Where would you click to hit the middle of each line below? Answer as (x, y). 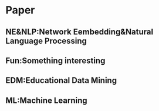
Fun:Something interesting (55, 60)
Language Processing (46, 41)
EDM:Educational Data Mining (61, 80)
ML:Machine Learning (46, 100)
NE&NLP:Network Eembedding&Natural (79, 32)
